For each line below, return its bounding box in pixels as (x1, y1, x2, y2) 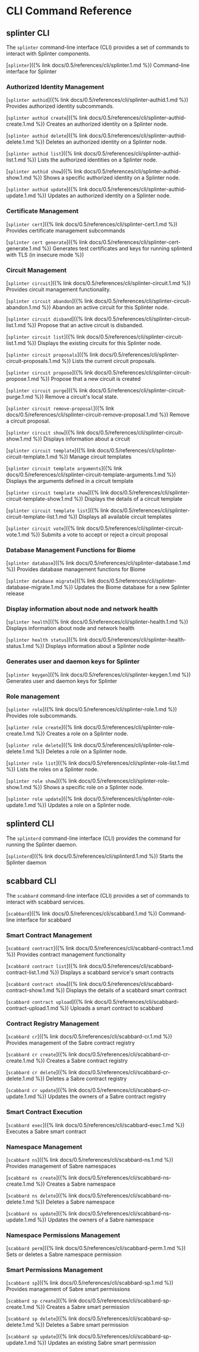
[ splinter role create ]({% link (6, 724, 83, 731)
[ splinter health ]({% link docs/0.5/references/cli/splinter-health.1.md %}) (6, 618, 188, 625)
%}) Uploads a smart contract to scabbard (59, 1004, 163, 1012)
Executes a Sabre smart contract (6, 1128, 86, 1135)
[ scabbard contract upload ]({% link (6, 999, 93, 1005)
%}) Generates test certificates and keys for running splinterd (42, 244, 192, 252)
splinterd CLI (6, 818, 55, 829)
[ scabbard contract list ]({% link (6, 963, 88, 969)
